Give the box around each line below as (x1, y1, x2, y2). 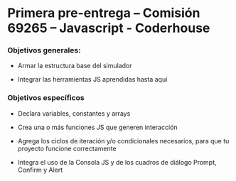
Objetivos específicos (7, 93, 85, 103)
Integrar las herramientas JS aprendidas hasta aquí (17, 75, 168, 84)
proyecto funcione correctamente (17, 144, 117, 153)
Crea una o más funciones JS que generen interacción (17, 123, 178, 131)
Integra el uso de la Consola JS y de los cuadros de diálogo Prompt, (17, 158, 217, 166)
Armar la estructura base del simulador (17, 62, 133, 70)
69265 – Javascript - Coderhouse (7, 20, 210, 36)
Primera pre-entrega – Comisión (7, 5, 200, 21)
